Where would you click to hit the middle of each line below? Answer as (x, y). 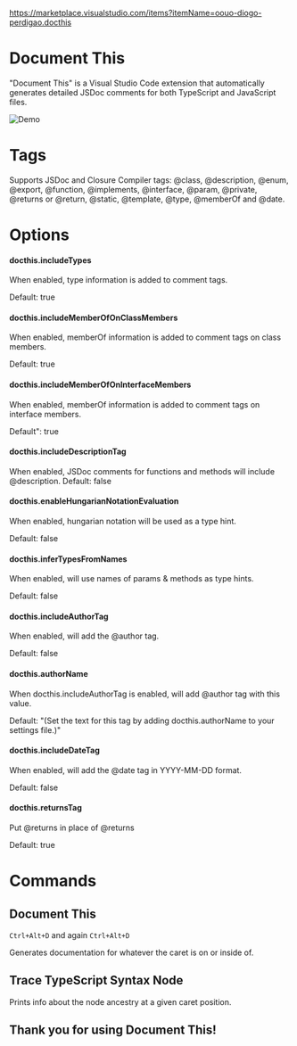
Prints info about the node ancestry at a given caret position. (120, 1001)
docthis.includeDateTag (55, 750)
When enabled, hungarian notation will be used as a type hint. (123, 522)
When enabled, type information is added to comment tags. (119, 280)
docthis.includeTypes (50, 260)
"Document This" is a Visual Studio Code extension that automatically (137, 83)
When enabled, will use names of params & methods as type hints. (132, 579)
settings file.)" (35, 729)
